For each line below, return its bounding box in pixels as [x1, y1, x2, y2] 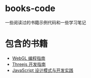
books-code [5, 3, 55, 14]
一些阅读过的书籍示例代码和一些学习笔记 [5, 19, 86, 25]
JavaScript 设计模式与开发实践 [12, 67, 73, 73]
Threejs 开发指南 [12, 61, 46, 67]
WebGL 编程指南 [12, 55, 45, 61]
